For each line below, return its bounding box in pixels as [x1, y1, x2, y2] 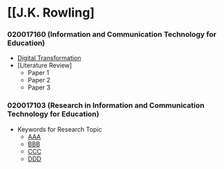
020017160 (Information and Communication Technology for [7, 30, 217, 39]
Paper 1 [27, 69, 50, 77]
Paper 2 [27, 76, 51, 84]
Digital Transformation [17, 54, 81, 62]
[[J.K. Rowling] [7, 5, 95, 21]
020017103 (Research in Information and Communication [7, 100, 205, 110]
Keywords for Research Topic [17, 125, 102, 133]
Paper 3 [27, 83, 51, 91]
